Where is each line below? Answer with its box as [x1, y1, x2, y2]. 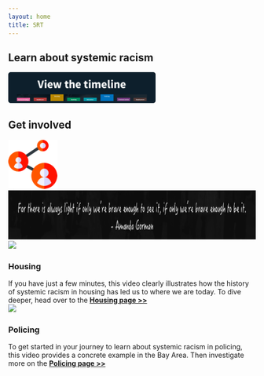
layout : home [8, 13, 51, 20]
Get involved [8, 119, 72, 132]
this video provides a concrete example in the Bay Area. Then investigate [8, 350, 245, 360]
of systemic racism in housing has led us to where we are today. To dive [8, 287, 242, 296]
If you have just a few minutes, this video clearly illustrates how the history [8, 279, 250, 288]
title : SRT [8, 20, 44, 29]
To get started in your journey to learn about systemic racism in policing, [8, 342, 243, 352]
